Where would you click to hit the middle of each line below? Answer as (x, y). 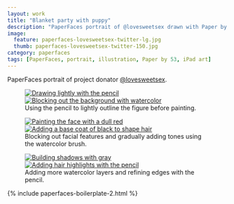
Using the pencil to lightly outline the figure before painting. (111, 108)
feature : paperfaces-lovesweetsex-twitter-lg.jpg (87, 40)
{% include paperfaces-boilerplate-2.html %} (73, 193)
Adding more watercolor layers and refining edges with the (110, 172)
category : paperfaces (39, 53)
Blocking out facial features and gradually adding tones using (113, 136)
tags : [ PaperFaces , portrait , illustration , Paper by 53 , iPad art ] (109, 60)
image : (17, 33)
